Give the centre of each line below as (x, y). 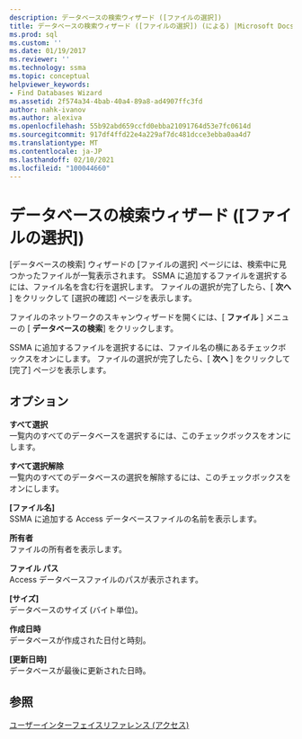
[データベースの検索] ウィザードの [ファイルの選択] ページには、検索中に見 (148, 264)
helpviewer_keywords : (50, 85)
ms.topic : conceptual (50, 76)
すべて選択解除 (37, 466)
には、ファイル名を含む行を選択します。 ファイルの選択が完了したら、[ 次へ (151, 287)
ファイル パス (34, 568)
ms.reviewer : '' (40, 59)
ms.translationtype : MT (54, 143)
